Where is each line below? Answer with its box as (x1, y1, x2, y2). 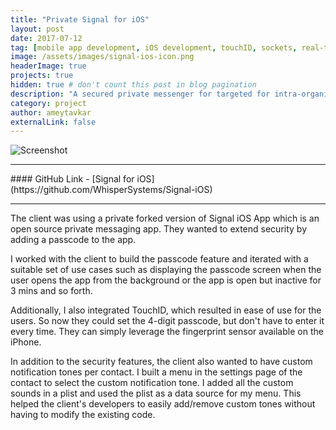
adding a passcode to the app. (10, 234, 137, 246)
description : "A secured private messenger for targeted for (10, 89, 271, 99)
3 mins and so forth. (10, 285, 93, 297)
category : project (10, 98, 87, 108)
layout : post (10, 24, 65, 34)
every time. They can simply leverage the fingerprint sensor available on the (10, 326, 324, 338)
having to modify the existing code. (10, 409, 156, 421)
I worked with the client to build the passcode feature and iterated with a (10, 253, 309, 265)
